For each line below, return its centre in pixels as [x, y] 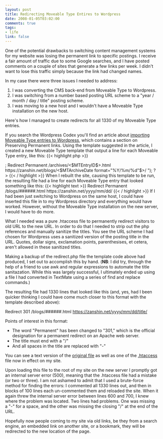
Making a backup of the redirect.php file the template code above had [75, 256]
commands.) [18, 282]
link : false [17, 37]
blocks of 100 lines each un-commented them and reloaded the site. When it [82, 391]
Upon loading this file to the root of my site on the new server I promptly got [81, 370]
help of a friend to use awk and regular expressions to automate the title [77, 267]
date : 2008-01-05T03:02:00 [32, 19]
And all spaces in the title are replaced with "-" [59, 346]
